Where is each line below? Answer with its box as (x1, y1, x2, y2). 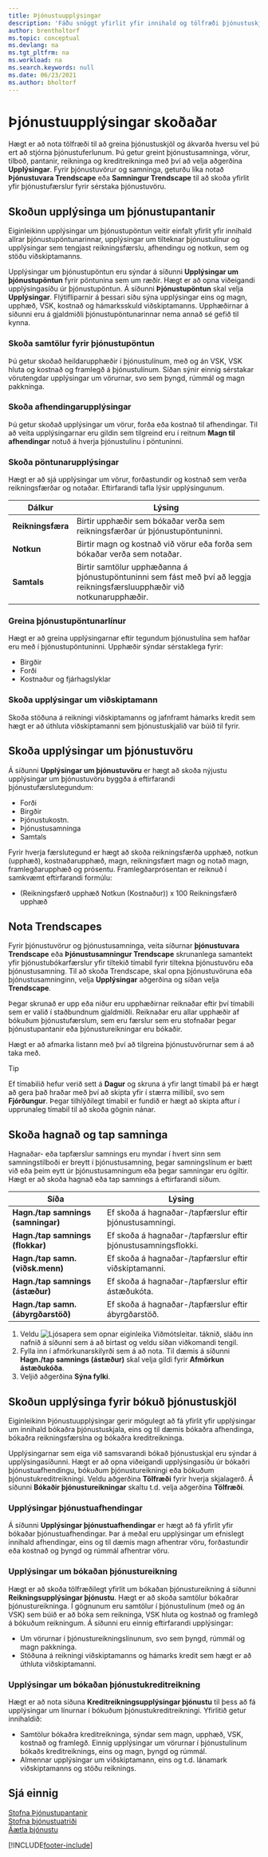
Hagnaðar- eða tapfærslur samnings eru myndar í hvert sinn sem (8, 1149, 222, 1159)
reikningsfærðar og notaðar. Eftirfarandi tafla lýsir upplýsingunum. (8, 483, 225, 493)
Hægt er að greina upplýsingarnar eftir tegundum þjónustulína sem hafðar (8, 633, 250, 643)
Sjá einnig (8, 1787, 58, 1800)
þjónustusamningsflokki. (106, 1240, 199, 1251)
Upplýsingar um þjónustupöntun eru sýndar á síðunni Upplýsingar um (8, 267, 239, 276)
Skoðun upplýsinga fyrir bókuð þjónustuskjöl (8, 1395, 237, 1408)
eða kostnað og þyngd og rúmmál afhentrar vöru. (8, 1546, 170, 1556)
